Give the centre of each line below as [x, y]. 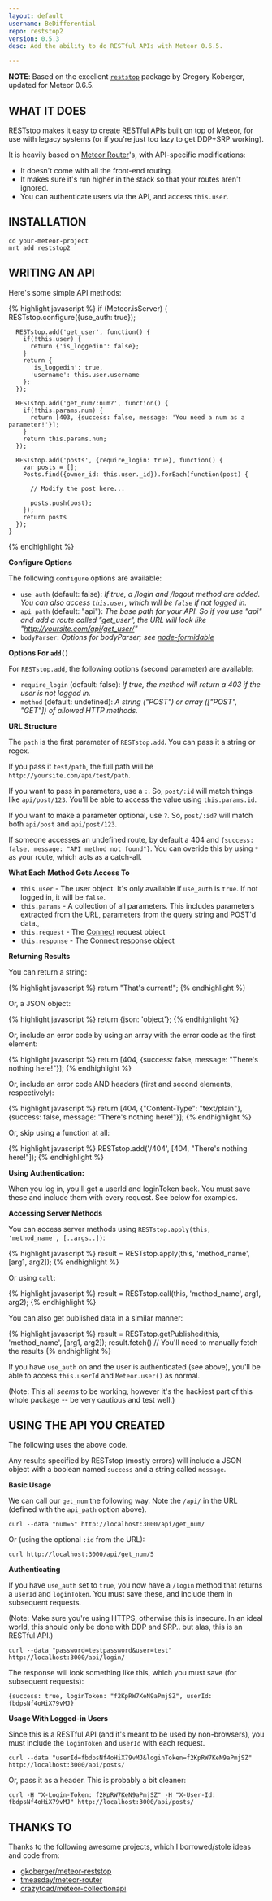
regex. [19, 751]
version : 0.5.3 [34, 39]
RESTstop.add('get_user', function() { [83, 332]
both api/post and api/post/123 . [63, 824]
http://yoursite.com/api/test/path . [70, 775]
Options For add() [39, 653]
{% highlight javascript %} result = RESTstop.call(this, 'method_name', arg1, [135, 1293]
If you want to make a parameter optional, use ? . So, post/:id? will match [131, 815]
